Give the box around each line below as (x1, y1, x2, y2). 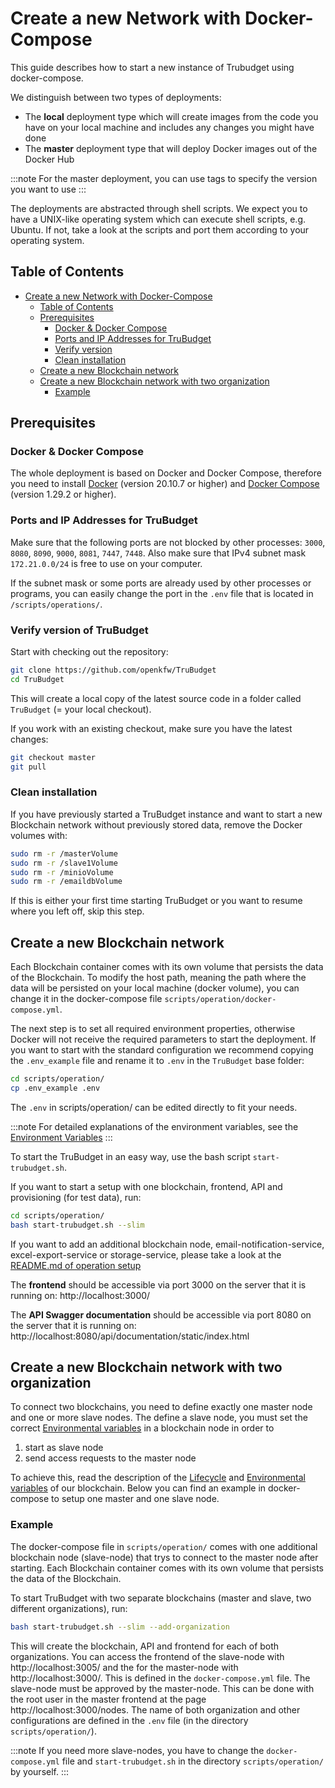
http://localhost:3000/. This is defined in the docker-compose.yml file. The (10, 1672, 311, 1684)
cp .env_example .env (10, 1083, 101, 1094)
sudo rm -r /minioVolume (10, 867, 114, 877)
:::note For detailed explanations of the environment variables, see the (10, 1120, 299, 1132)
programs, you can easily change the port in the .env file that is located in (10, 587, 314, 599)
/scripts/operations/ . (10, 598, 103, 610)
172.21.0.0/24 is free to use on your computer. (10, 557, 203, 569)
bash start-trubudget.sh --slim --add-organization (10, 1622, 230, 1632)
